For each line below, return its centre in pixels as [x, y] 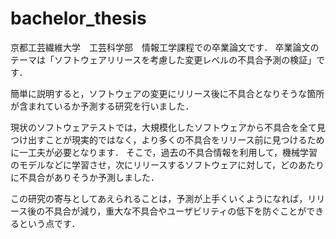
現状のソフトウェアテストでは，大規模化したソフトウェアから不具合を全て [163, 127]
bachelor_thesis [78, 18]
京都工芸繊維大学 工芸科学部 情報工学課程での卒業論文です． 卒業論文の [165, 47]
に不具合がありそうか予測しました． [85, 177]
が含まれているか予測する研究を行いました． [102, 106]
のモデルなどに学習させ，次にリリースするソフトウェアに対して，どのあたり [167, 164]
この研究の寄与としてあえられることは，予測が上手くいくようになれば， [159, 198]
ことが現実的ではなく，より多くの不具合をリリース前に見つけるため [184, 139]
